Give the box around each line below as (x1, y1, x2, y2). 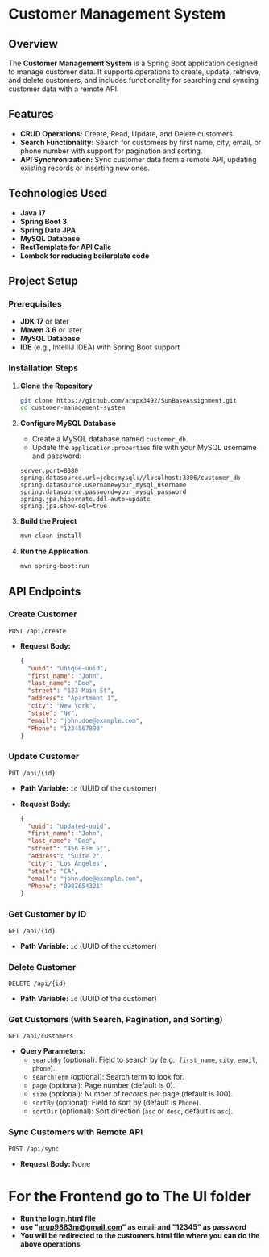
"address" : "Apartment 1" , (27, 695, 118, 703)
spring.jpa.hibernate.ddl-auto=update (19, 495, 151, 503)
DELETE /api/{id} (8, 979, 67, 988)
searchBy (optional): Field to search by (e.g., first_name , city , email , (31, 1054, 258, 1065)
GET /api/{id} (8, 927, 56, 935)
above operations (19, 1239, 81, 1249)
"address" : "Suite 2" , (27, 852, 104, 860)
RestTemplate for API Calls (19, 242, 111, 252)
